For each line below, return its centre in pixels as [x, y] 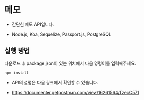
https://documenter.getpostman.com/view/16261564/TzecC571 [75, 92]
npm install [17, 73]
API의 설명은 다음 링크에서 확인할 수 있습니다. [55, 82]
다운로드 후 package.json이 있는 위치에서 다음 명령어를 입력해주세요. [71, 63]
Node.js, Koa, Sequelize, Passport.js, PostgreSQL [61, 34]
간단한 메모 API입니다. [33, 24]
